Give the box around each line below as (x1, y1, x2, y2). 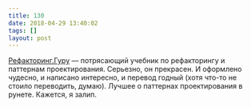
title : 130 (8, 11, 45, 20)
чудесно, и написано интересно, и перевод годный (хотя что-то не (8, 73, 237, 82)
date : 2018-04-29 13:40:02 (8, 19, 98, 27)
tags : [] (8, 26, 38, 34)
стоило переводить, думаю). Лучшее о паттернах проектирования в (8, 81, 243, 91)
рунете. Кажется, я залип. (8, 89, 98, 100)
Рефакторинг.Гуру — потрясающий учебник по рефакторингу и (8, 56, 225, 65)
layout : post (8, 34, 52, 42)
